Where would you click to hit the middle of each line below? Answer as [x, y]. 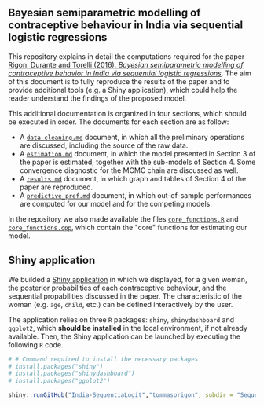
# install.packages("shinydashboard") [71, 374]
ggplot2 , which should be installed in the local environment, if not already [128, 328]
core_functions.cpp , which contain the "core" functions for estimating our [128, 227]
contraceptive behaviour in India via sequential [126, 26]
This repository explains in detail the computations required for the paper [126, 56]
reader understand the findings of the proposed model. [97, 98]
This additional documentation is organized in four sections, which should [128, 113]
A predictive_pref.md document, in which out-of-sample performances [136, 195]
